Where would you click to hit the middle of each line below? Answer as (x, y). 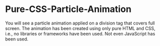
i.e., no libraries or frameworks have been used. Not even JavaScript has (80, 33)
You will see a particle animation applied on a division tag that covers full (80, 23)
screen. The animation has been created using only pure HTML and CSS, (80, 28)
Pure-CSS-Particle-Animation (68, 9)
